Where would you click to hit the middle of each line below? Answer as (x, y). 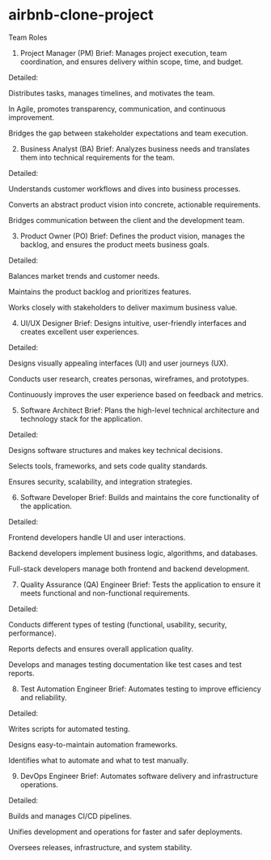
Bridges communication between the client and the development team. (127, 220)
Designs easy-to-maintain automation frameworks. (93, 744)
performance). (32, 633)
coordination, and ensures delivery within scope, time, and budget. (131, 62)
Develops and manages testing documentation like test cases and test (125, 664)
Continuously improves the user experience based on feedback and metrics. (136, 394)
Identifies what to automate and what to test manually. (99, 760)
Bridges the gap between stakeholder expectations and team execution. (128, 133)
